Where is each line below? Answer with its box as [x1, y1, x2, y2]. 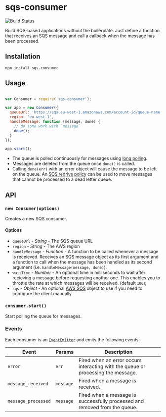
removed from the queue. [78, 404, 137, 411]
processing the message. [78, 369, 137, 376]
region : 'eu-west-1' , [9, 114, 54, 120]
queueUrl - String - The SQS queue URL [12, 238, 93, 244]
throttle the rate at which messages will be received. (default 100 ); [12, 280, 147, 286]
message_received [7, 381, 48, 386]
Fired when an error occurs [78, 357, 142, 364]
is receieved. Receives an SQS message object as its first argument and [12, 254, 159, 260]
